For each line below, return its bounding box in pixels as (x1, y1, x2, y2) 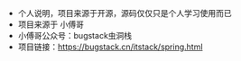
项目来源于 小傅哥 (17, 19, 84, 30)
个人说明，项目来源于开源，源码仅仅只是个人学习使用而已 (17, 8, 232, 18)
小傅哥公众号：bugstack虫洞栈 (17, 30, 133, 40)
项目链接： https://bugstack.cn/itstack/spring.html (17, 41, 203, 52)
